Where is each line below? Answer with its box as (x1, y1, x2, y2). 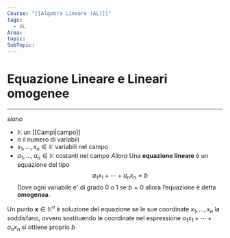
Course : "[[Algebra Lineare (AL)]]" (7, 10, 112, 17)
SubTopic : (7, 42, 36, 49)
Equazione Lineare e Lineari (7, 71, 168, 87)
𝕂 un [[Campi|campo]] (16, 128, 81, 136)
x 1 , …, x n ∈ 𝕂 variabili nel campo (16, 142, 108, 153)
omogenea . (16, 191, 51, 199)
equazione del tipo (16, 160, 70, 168)
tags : (7, 16, 23, 23)
